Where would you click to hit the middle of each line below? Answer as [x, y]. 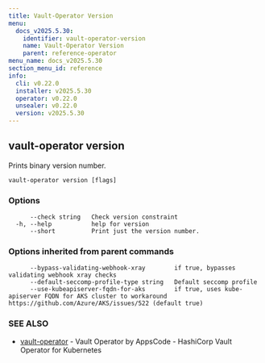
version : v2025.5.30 [50, 114]
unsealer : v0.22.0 [47, 106]
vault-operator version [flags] [62, 180]
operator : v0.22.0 [47, 98]
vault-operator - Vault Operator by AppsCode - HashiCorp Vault [126, 341]
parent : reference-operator [70, 53]
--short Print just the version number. [114, 232]
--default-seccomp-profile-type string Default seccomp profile [143, 282]
